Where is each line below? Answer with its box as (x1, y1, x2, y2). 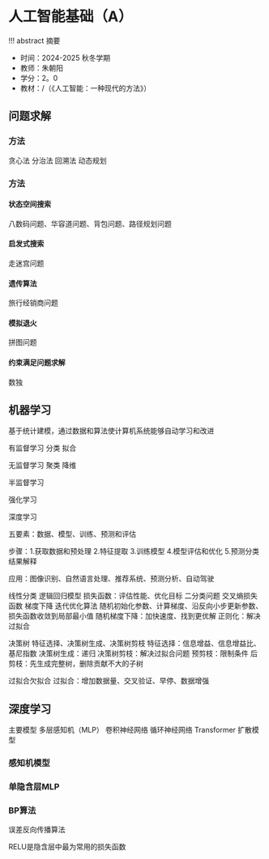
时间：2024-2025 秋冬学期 (19, 53, 111, 62)
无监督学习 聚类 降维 (8, 461, 77, 470)
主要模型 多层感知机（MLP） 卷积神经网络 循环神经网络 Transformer (8, 725, 237, 735)
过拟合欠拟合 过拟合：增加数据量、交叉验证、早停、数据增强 (8, 676, 209, 686)
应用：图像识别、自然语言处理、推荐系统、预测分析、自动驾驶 (8, 574, 215, 584)
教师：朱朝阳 (19, 62, 63, 73)
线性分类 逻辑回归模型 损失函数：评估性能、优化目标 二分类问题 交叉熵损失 (8, 591, 258, 601)
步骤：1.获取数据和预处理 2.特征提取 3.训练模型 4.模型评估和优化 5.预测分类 (8, 546, 259, 556)
